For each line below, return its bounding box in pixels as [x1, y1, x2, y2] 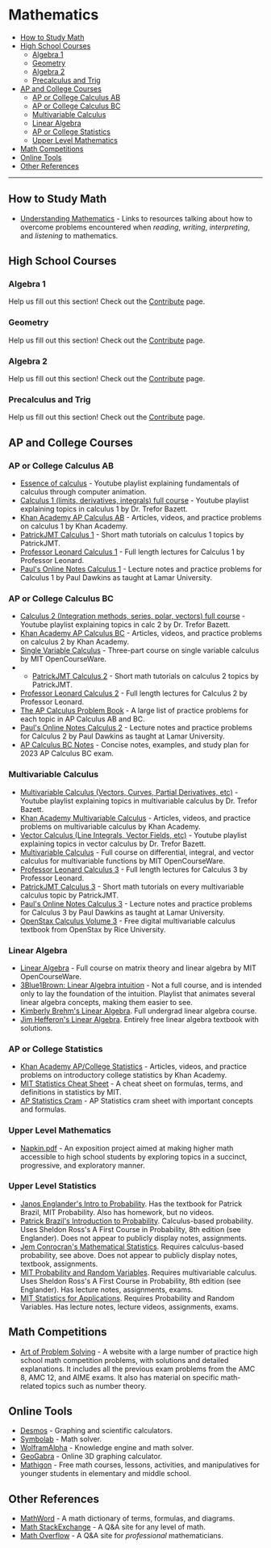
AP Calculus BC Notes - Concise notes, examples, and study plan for [19, 740, 249, 750]
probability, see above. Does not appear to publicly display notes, [19, 1250, 238, 1260]
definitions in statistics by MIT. [19, 1087, 122, 1097]
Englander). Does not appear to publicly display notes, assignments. [19, 1233, 248, 1243]
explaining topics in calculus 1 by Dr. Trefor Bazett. [19, 504, 188, 514]
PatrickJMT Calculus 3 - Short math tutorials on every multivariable [19, 881, 244, 891]
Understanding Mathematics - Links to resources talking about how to [19, 213, 252, 223]
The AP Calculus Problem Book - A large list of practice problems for [19, 705, 248, 716]
